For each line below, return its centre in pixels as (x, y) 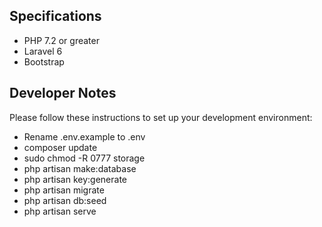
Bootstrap (44, 61)
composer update (60, 147)
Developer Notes (63, 93)
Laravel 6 (43, 51)
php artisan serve (60, 211)
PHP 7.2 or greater (61, 40)
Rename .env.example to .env (84, 136)
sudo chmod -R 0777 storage (84, 158)
